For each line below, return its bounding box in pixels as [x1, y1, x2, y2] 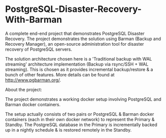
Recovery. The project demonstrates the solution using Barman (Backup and [5, 36, 161, 42]
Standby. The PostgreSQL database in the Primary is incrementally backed [5, 122, 158, 128]
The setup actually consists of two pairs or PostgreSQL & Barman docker [5, 111, 155, 117]
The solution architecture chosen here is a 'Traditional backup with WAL [5, 56, 152, 62]
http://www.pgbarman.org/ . [5, 77, 61, 83]
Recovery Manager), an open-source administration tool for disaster [5, 41, 144, 47]
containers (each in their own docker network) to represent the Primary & [5, 116, 155, 122]
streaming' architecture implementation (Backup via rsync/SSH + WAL [5, 61, 149, 67]
